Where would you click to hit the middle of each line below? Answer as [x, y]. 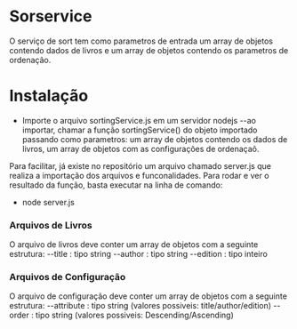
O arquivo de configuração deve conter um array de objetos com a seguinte [148, 296]
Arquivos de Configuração [68, 277]
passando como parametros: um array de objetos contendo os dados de [155, 139]
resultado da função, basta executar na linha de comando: [116, 185]
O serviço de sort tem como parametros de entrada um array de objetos [141, 41]
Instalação [49, 96]
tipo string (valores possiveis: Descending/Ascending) [134, 315]
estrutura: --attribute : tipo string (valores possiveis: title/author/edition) [140, 306]
